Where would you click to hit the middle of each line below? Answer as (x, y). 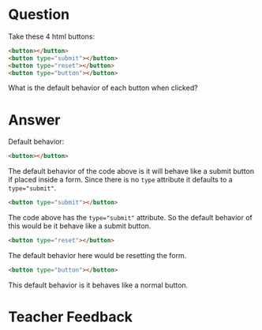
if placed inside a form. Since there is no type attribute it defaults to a (120, 180)
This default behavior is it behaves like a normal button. (98, 285)
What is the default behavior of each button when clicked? (103, 88)
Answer (34, 120)
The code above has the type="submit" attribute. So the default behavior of (130, 218)
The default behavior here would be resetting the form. (97, 255)
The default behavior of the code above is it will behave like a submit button (131, 171)
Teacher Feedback (70, 317)
